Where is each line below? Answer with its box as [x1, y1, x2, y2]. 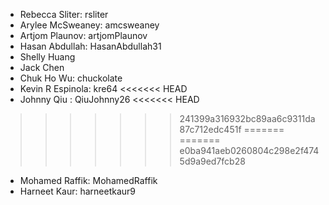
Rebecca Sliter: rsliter [19, 9, 109, 20]
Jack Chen [19, 62, 65, 73]
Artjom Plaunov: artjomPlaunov [19, 30, 148, 41]
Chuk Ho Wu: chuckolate [19, 72, 123, 84]
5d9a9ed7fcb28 [179, 155, 246, 167]
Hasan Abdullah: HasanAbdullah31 [19, 40, 162, 52]
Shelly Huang [19, 51, 76, 63]
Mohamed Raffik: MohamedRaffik [19, 175, 158, 186]
